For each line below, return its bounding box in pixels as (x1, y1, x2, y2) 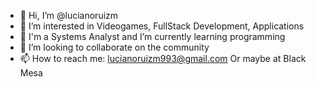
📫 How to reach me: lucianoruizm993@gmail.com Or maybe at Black (19, 53, 307, 64)
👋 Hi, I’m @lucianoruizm (19, 10, 119, 21)
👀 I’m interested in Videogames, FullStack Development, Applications (19, 20, 305, 32)
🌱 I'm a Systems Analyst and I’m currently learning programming (19, 31, 286, 42)
